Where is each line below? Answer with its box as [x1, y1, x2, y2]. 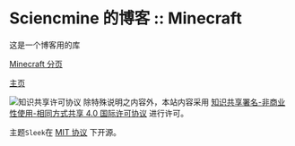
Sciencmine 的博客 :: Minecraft [9, 8, 242, 29]
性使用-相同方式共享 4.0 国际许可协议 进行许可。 [9, 107, 189, 118]
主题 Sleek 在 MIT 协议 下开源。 [9, 126, 122, 137]
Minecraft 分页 [9, 58, 63, 69]
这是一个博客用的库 [9, 39, 81, 50]
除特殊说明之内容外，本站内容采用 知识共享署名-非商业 [82, 96, 286, 107]
